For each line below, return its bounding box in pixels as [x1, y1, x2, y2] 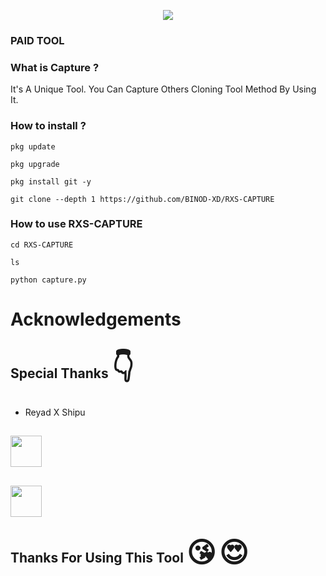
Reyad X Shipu [24, 406, 86, 418]
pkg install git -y [10, 176, 92, 187]
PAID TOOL [10, 33, 65, 47]
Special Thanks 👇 [10, 350, 135, 386]
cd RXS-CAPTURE [10, 240, 74, 250]
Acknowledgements [10, 308, 182, 330]
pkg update [10, 141, 56, 152]
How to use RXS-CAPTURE [10, 217, 143, 231]
